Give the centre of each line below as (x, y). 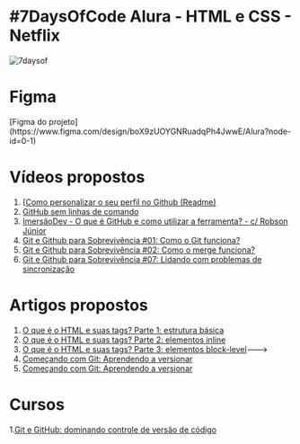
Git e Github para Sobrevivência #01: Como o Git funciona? (131, 240)
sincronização (48, 269)
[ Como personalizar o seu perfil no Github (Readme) (119, 202)
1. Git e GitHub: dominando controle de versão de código (113, 430)
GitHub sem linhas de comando (80, 211)
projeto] (63, 121)
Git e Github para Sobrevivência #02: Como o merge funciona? (139, 250)
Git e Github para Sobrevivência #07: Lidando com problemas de (142, 259)
